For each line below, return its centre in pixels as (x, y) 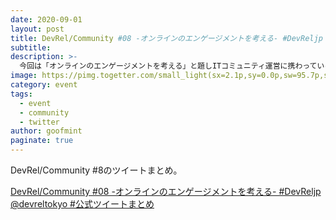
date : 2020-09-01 (46, 19)
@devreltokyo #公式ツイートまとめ (82, 204)
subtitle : (31, 47)
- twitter (39, 122)
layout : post (37, 29)
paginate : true (42, 141)
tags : (21, 94)
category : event (44, 85)
